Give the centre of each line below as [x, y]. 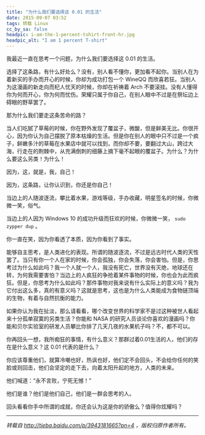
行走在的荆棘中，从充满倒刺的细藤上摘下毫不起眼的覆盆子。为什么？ [102, 151]
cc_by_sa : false [27, 29]
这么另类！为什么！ [41, 159]
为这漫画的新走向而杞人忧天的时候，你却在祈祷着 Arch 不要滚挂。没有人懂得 [102, 87]
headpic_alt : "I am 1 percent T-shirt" [57, 40]
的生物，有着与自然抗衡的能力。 [46, 298]
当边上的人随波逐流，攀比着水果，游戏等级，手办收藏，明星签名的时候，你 [100, 198]
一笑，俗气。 [27, 205]
